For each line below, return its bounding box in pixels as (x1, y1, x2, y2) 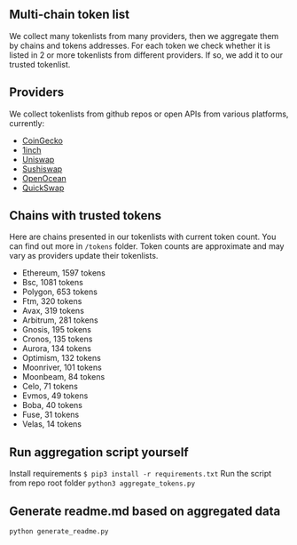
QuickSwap (21, 182, 65, 193)
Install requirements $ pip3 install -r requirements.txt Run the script (9, 469, 272, 479)
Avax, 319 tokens (21, 306, 84, 317)
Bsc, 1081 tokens (21, 277, 84, 288)
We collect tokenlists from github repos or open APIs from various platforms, (9, 108, 289, 119)
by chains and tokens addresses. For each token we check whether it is (9, 40, 270, 51)
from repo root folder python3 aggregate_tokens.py (9, 477, 196, 488)
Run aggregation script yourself (9, 445, 189, 460)
